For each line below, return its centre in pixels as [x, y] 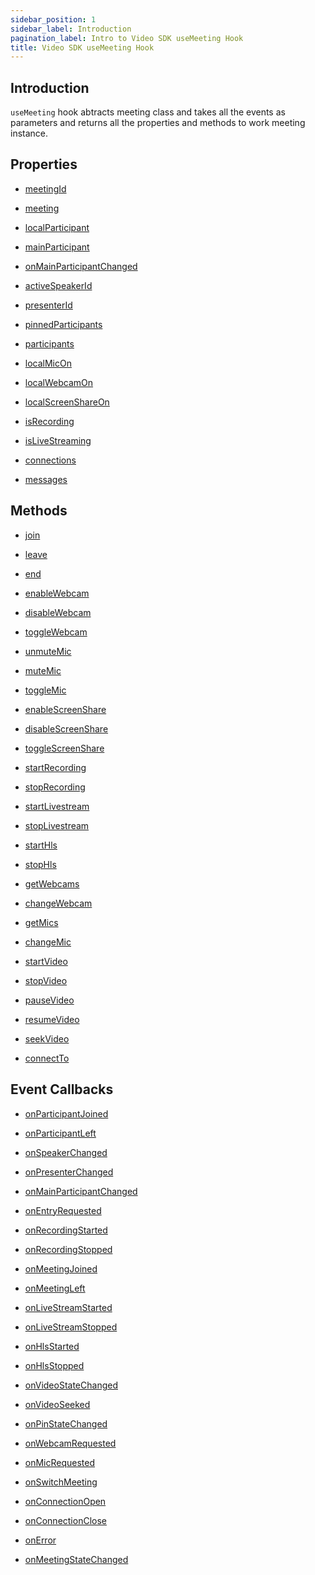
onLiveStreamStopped [71, 1327]
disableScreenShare [66, 728]
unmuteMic [48, 651]
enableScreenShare [65, 709]
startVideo [46, 961]
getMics [41, 922]
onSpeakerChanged [66, 1152]
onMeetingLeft [55, 1288]
